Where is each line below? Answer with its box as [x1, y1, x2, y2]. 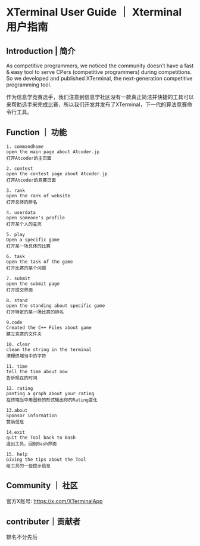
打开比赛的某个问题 [6, 265, 46, 271]
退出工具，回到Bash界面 [6, 440, 57, 447]
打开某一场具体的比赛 [6, 243, 51, 249]
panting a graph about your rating [6, 390, 95, 396]
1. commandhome [6, 144, 44, 150]
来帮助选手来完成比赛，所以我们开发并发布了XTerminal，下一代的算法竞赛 [6, 101, 187, 108]
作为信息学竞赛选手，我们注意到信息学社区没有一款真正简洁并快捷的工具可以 [6, 94, 194, 100]
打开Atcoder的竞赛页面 [6, 177, 57, 183]
